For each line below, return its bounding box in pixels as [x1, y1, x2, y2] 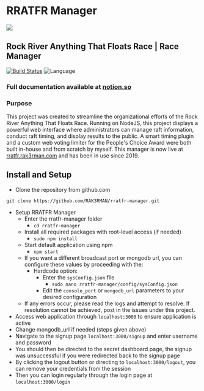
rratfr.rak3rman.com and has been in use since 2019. [6, 151, 139, 159]
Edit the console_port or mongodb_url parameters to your [42, 286, 184, 294]
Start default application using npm [24, 241, 113, 248]
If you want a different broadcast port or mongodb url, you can [24, 254, 182, 261]
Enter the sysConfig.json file [42, 273, 115, 281]
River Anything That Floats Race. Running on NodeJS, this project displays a [6, 119, 199, 126]
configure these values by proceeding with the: [24, 260, 144, 268]
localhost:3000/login [15, 379, 70, 385]
